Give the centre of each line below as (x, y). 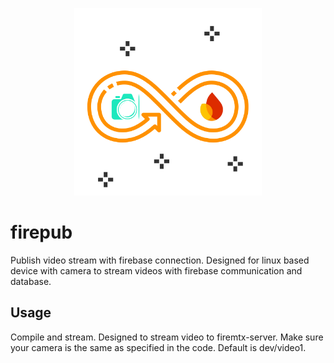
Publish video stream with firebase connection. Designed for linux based (160, 260)
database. (31, 281)
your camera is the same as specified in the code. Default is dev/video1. (158, 347)
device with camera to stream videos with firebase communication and (156, 270)
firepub (41, 232)
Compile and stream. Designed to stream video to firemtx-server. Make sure (167, 337)
